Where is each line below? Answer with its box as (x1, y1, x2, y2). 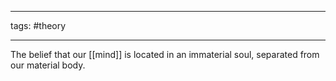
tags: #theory (10, 20, 67, 31)
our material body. (10, 59, 86, 71)
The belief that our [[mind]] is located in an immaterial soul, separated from (10, 49, 320, 60)
